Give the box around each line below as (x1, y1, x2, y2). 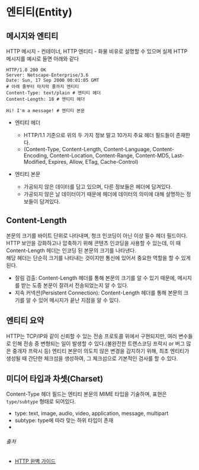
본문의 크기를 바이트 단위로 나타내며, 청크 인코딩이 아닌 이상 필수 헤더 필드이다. (6, 232, 188, 239)
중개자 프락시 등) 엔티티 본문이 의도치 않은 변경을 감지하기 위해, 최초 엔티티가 (12, 347, 190, 354)
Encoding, (23, 152, 49, 159)
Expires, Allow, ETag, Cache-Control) (48, 158, 139, 165)
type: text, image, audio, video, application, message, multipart (14, 410, 169, 417)
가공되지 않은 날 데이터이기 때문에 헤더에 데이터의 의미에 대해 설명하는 (23, 190, 185, 198)
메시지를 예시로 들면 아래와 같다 (6, 55, 79, 62)
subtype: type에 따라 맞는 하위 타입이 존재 (14, 417, 114, 424)
